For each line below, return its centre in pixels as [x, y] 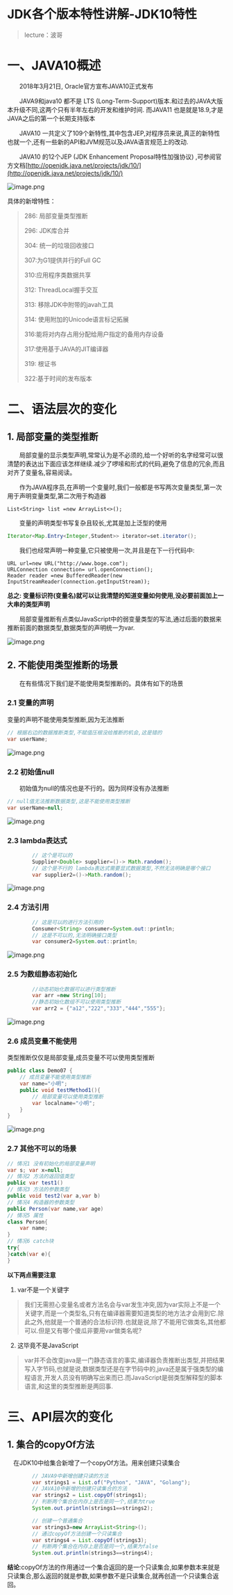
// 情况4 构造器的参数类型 [41, 1202]
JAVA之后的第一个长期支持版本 [51, 118]
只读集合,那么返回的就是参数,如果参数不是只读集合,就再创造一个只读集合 [110, 1576]
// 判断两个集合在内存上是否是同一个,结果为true [94, 1502]
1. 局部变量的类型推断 [53, 437]
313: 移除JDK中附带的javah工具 [69, 304]
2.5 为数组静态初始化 [42, 974]
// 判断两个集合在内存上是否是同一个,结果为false [95, 1547]
